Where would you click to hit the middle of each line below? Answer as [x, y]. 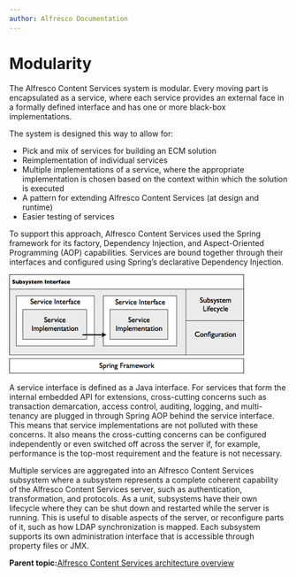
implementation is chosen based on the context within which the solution [155, 179]
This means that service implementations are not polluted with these [134, 425]
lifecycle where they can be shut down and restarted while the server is [139, 508]
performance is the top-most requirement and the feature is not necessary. [146, 453]
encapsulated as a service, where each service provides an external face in [147, 97]
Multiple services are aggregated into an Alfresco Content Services [132, 470]
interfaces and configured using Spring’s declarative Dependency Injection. [147, 262]
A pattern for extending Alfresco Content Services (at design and [140, 197]
